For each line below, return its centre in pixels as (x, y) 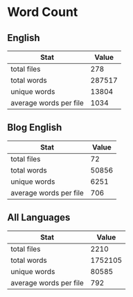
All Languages (39, 217)
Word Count (43, 12)
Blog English (35, 128)
